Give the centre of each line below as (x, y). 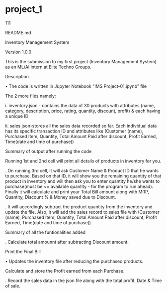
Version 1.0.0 (18, 52)
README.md (18, 32)
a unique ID (17, 116)
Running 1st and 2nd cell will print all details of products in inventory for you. (83, 161)
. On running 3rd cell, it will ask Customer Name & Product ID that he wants (82, 170)
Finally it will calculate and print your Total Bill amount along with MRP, (77, 192)
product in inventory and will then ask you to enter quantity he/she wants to (83, 181)
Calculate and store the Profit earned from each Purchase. (65, 271)
